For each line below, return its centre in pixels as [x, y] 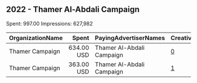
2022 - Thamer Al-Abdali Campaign [73, 10]
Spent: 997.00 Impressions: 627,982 [50, 23]
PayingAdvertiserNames [130, 38]
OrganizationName [36, 38]
